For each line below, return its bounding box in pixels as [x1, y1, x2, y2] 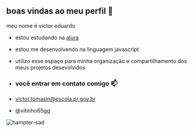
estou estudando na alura [15, 34, 79, 41]
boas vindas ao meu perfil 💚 [6, 6, 113, 16]
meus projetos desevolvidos [15, 64, 86, 71]
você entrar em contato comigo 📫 [15, 79, 118, 88]
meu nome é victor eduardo [6, 22, 76, 29]
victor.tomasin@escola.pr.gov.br [15, 95, 96, 103]
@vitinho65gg [15, 107, 50, 114]
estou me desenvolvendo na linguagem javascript [15, 45, 139, 53]
